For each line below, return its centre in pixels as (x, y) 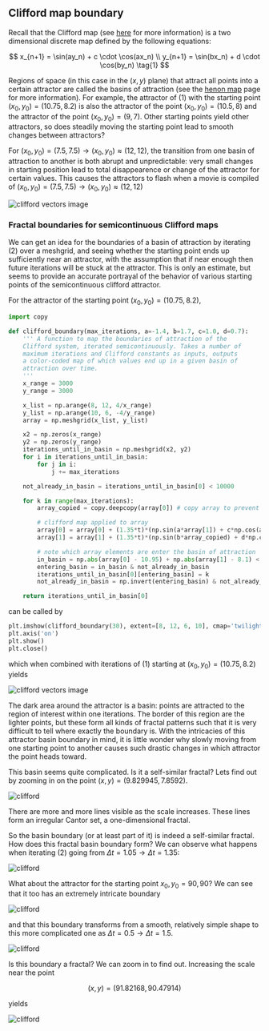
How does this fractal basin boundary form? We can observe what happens (133, 844)
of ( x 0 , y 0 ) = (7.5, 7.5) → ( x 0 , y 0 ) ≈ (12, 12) (76, 187)
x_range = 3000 (48, 383)
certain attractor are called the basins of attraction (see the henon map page (134, 89)
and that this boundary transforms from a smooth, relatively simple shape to (133, 925)
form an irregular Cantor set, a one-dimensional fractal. (99, 820)
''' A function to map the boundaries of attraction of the (125, 339)
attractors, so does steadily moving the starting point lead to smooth (121, 126)
